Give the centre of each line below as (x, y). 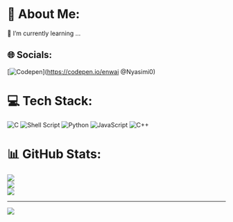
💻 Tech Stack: (50, 101)
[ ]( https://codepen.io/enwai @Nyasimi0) (81, 71)
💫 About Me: (44, 14)
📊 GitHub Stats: (54, 154)
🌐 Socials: (30, 55)
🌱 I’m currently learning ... (44, 33)
